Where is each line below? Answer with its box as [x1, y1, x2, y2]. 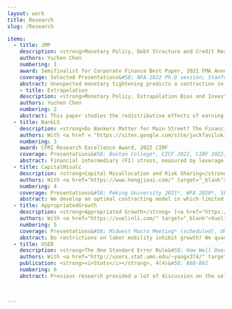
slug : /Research [7, 23, 54, 30]
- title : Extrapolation [19, 87, 88, 94]
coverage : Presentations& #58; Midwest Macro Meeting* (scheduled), [19, 228, 217, 235]
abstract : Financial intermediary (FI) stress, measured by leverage [19, 157, 224, 164]
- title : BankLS [13, 119, 60, 126]
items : [7, 35, 26, 42]
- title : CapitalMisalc [13, 163, 81, 170]
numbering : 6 [19, 266, 57, 273]
